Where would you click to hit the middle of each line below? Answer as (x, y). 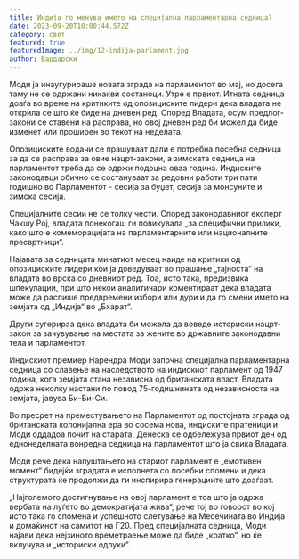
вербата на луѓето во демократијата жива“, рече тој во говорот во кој (142, 506)
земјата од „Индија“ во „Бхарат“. (71, 307)
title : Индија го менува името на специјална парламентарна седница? (141, 17)
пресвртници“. (36, 242)
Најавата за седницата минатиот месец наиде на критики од (125, 259)
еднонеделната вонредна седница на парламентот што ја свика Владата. (149, 444)
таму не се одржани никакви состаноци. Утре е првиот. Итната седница (147, 94)
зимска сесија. (38, 196)
